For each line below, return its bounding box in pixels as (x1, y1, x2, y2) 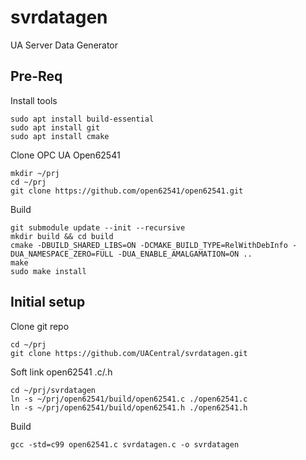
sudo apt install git (10, 122, 101, 133)
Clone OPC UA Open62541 (10, 149, 121, 161)
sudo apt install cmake (10, 131, 110, 141)
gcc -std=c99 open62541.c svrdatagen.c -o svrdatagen (10, 439, 240, 450)
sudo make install (10, 266, 87, 276)
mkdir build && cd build (10, 231, 114, 241)
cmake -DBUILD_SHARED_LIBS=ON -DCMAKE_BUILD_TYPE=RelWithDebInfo (10, 240, 288, 250)
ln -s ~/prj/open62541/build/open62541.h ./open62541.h (10, 402, 248, 413)
